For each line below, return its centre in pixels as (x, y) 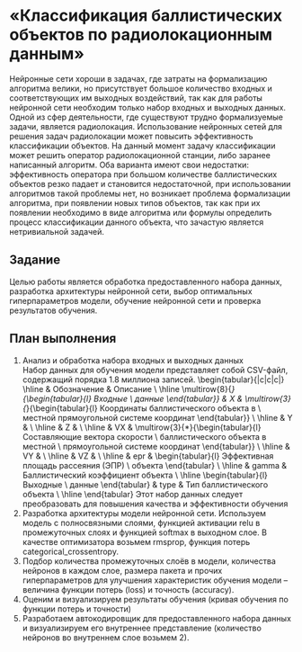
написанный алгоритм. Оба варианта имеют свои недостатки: (129, 165)
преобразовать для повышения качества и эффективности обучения (155, 504)
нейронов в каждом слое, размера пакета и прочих (122, 570)
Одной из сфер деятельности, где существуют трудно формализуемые (146, 117)
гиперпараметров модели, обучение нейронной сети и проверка (135, 300)
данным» (47, 54)
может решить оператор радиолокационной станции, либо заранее (140, 155)
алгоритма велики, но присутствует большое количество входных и (141, 88)
